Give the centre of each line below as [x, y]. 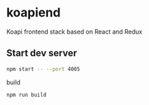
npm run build [27, 95]
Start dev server [42, 53]
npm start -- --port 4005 [43, 69]
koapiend [33, 13]
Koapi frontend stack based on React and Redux [74, 32]
